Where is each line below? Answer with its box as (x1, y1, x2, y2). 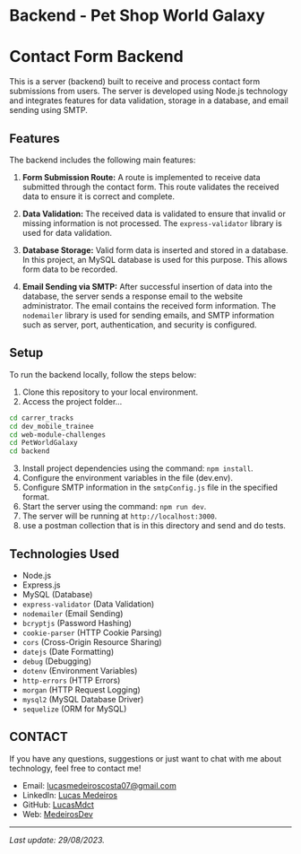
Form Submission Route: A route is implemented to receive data (21, 171, 262, 182)
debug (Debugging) (21, 656, 92, 667)
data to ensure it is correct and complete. (21, 190, 175, 202)
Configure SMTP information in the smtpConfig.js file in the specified (21, 482, 278, 493)
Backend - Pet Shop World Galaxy (9, 5, 266, 26)
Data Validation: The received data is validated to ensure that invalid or (21, 208, 287, 219)
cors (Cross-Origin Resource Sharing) (21, 636, 163, 647)
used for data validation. (21, 227, 112, 238)
